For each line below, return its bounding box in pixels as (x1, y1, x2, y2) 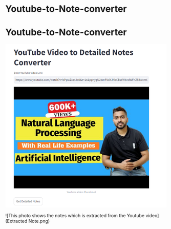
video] (145, 212, 159, 218)
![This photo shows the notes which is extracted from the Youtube (5, 212, 145, 218)
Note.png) (28, 218, 50, 224)
